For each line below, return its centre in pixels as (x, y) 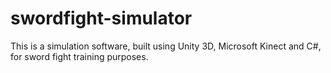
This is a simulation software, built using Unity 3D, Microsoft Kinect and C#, (166, 46)
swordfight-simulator (101, 18)
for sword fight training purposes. (79, 56)
